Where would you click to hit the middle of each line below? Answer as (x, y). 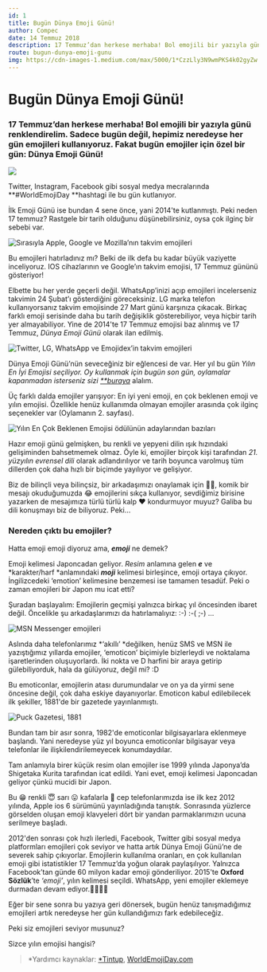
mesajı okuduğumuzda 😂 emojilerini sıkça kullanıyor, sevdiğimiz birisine (126, 493)
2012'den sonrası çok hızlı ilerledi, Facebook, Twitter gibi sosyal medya (124, 838)
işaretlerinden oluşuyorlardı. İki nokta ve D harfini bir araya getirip (115, 660)
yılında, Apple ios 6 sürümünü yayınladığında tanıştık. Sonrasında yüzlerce (130, 805)
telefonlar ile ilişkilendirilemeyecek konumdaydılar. (90, 749)
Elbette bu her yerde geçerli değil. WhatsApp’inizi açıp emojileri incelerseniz (132, 291)
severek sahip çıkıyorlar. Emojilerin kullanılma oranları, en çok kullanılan (125, 855)
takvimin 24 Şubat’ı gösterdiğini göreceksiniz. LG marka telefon (112, 299)
